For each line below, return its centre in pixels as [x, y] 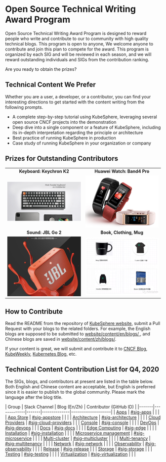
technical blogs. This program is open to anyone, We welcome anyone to [79, 44]
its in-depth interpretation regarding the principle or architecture [78, 133]
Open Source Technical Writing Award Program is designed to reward [76, 33]
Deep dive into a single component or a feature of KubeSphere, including [86, 127]
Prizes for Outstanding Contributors [62, 159]
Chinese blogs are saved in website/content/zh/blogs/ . [61, 339]
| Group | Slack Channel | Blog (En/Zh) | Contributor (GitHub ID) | [71, 407]
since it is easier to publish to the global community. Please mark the [75, 392]
